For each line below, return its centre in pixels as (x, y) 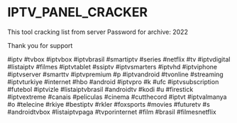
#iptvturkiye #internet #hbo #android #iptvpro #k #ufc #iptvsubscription (113, 81)
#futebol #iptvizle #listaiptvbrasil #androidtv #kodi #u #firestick (100, 89)
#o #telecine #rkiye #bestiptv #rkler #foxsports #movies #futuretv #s (109, 104)
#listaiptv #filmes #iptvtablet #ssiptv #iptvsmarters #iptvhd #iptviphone (112, 66)
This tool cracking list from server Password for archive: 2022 (98, 32)
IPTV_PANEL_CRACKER (77, 12)
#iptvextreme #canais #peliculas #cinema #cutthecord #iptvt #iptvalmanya (117, 97)
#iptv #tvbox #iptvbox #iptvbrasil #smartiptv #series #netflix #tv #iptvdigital (119, 59)
